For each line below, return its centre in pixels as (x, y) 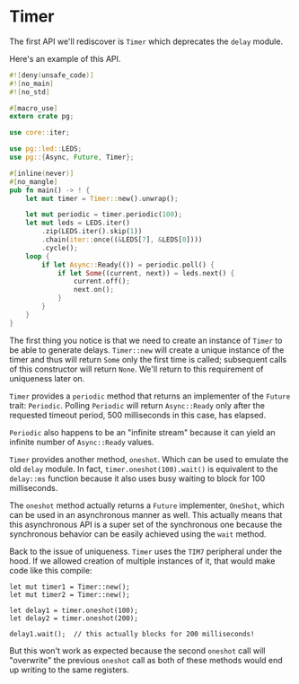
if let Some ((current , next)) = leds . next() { (146, 273)
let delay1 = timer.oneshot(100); (74, 610)
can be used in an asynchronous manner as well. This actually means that (146, 514)
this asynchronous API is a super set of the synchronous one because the (146, 524)
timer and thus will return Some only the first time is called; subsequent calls (148, 359)
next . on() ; (94, 290)
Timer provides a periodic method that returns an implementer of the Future (150, 396)
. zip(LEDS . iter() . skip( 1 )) (92, 232)
